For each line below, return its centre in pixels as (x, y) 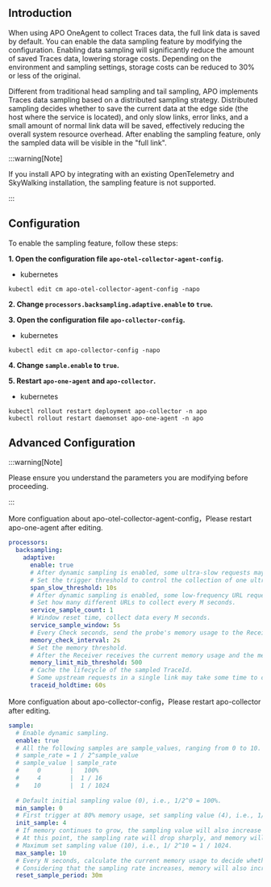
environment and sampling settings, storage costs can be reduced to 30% (132, 67)
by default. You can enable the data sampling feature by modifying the (125, 41)
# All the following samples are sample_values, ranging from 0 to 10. (139, 748)
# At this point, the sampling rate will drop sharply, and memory (131, 839)
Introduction (40, 13)
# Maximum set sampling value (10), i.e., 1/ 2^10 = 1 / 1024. (124, 845)
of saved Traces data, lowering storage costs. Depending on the (115, 58)
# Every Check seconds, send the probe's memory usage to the (136, 633)
